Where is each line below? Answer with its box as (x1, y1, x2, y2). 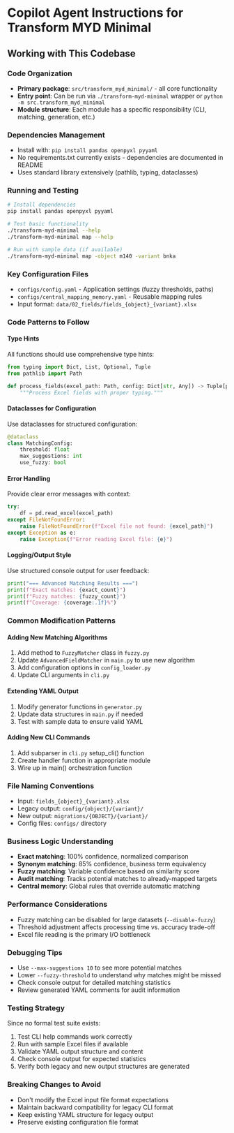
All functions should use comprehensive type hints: (7, 350, 155, 359)
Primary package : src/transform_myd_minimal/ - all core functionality (17, 84, 218, 92)
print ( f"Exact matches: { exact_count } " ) (7, 586, 127, 593)
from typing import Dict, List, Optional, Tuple (7, 364, 151, 371)
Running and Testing (7, 186, 79, 195)
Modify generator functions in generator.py (17, 702, 143, 711)
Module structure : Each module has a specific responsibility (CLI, (17, 105, 207, 113)
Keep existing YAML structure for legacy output (17, 1110, 154, 1118)
